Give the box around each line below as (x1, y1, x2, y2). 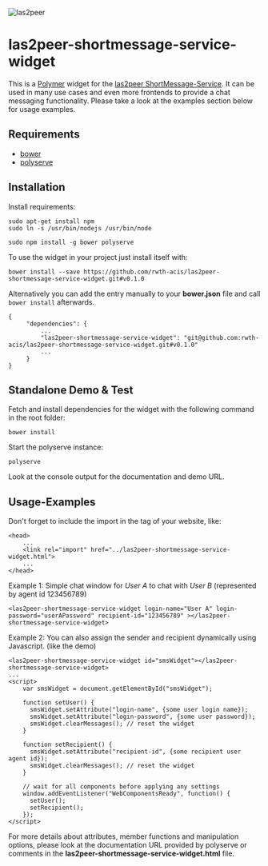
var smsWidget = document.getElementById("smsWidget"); (22, 684, 214, 693)
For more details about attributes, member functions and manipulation (8, 832, 239, 841)
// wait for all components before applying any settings (22, 783, 220, 791)
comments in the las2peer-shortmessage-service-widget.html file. (8, 848, 234, 859)
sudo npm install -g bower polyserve (8, 238, 134, 246)
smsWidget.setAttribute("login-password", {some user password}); (29, 712, 256, 721)
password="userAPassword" (8, 612, 94, 620)
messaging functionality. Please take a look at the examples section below (8, 96, 254, 106)
